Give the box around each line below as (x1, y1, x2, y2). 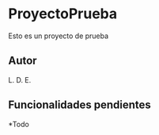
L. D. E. (8, 75, 32, 84)
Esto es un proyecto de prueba (8, 31, 109, 40)
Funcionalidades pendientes (8, 98, 152, 112)
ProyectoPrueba (8, 5, 118, 23)
